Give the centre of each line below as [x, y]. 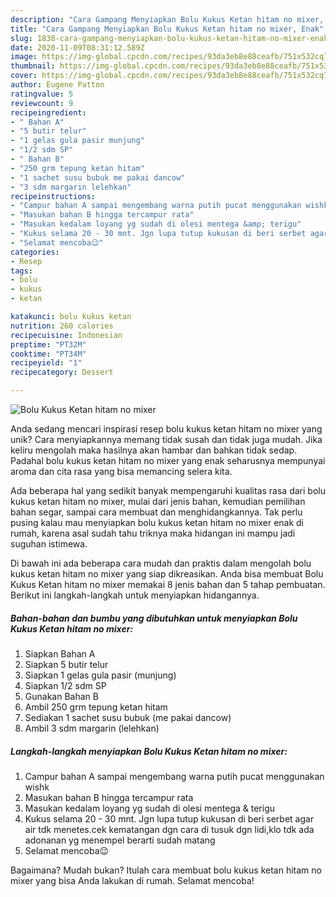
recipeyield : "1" [46, 363]
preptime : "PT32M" [48, 344]
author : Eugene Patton [57, 85]
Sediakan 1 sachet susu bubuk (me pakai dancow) [128, 717]
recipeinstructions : [53, 196]
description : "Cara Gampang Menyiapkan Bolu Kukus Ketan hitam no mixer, [167, 19]
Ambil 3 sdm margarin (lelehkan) [92, 728]
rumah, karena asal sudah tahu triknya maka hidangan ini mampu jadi [153, 533]
